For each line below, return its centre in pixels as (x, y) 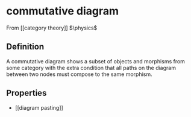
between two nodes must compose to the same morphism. (79, 74)
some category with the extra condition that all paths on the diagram (91, 68)
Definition (25, 47)
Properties (27, 93)
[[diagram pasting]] (39, 107)
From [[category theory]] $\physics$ (52, 28)
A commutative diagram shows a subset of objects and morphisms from (96, 61)
